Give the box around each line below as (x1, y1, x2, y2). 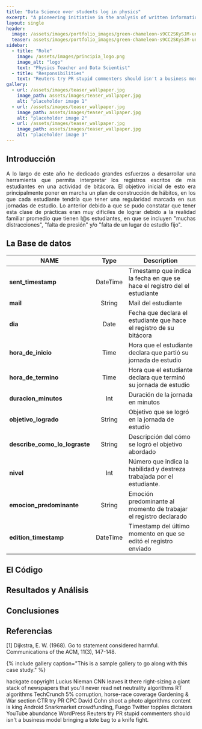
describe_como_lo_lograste (9, 440, 90, 448)
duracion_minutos (9, 394, 63, 403)
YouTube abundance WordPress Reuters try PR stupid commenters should (6, 710, 191, 717)
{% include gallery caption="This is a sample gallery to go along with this (6, 660, 188, 667)
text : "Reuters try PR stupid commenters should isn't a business (17, 76, 187, 82)
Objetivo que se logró (128, 407, 189, 416)
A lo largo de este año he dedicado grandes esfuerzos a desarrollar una (6, 169, 196, 177)
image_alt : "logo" (17, 59, 63, 65)
